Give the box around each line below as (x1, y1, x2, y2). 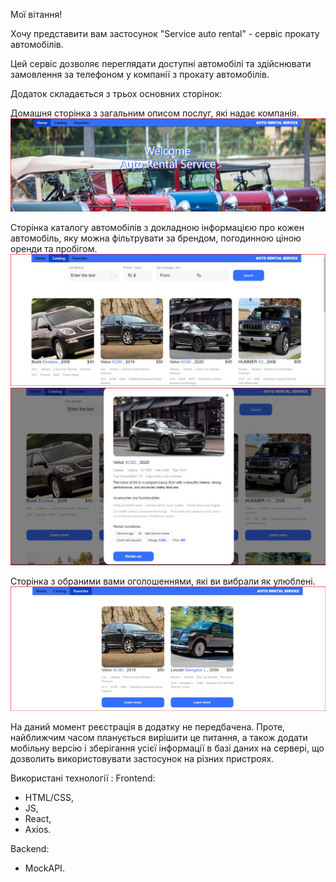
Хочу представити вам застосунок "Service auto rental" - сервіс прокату (10, 28, 320, 39)
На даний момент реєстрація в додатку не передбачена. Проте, (10, 721, 286, 733)
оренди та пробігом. (10, 243, 98, 255)
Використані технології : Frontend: (10, 772, 156, 784)
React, (24, 813, 52, 825)
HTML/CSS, (24, 792, 75, 804)
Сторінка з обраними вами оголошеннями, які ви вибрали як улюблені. (10, 575, 316, 587)
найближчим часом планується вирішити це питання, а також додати (10, 732, 308, 744)
